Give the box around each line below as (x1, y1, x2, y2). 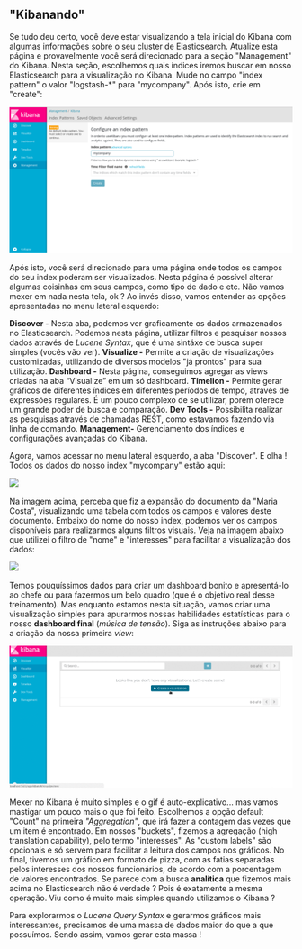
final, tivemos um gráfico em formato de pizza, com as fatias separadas (9, 853, 275, 864)
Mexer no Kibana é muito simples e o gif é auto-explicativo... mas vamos (9, 797, 279, 808)
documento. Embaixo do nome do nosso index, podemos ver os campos (9, 515, 278, 525)
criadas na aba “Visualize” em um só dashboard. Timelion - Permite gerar (9, 375, 283, 386)
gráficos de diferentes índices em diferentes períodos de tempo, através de (9, 385, 289, 396)
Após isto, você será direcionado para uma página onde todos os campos (9, 261, 283, 273)
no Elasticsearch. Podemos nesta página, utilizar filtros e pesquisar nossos (9, 327, 287, 338)
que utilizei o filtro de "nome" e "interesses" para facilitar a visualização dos (9, 534, 291, 544)
